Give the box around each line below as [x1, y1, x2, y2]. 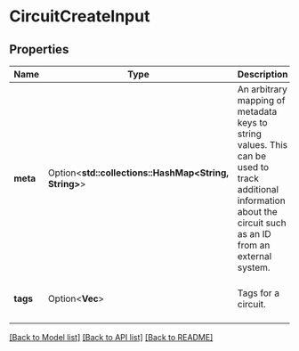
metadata [237, 105, 278, 118]
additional [237, 184, 279, 195]
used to [237, 161, 270, 173]
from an [237, 239, 271, 251]
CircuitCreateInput [9, 6, 150, 27]
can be [237, 150, 267, 162]
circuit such [237, 216, 287, 229]
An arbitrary [237, 83, 287, 95]
